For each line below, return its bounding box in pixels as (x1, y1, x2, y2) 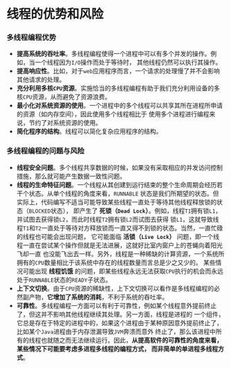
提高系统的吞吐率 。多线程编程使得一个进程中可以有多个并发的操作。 (16, 50, 211, 58)
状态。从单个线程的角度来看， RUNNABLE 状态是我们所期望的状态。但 (28, 189, 219, 197)
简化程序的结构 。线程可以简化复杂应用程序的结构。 (16, 127, 163, 135)
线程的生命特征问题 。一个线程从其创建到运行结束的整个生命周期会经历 (16, 180, 217, 188)
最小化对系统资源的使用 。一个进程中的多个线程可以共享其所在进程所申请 (16, 101, 223, 110)
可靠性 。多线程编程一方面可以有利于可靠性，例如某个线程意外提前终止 (16, 301, 217, 309)
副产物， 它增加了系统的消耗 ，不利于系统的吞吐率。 (22, 293, 169, 301)
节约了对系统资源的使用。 (28, 119, 102, 127)
